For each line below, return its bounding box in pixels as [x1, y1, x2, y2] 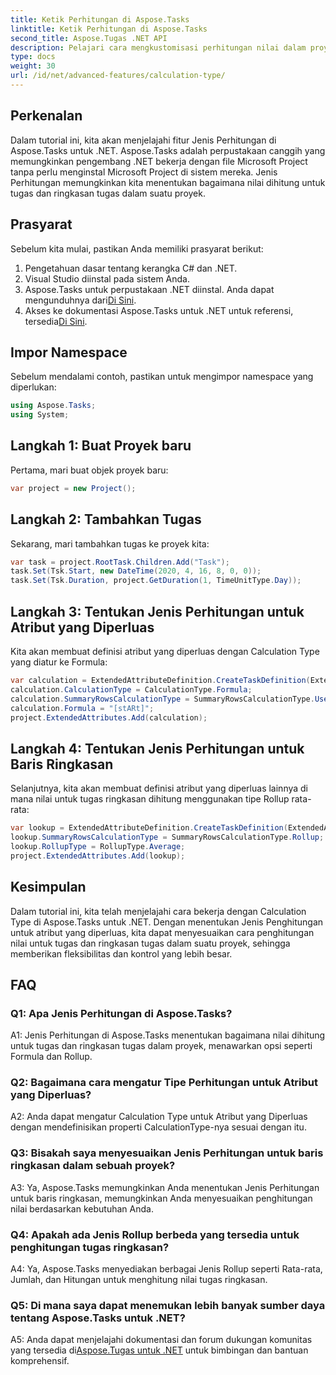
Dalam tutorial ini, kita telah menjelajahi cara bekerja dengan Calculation [10, 905, 307, 917]
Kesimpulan [10, 879, 87, 896]
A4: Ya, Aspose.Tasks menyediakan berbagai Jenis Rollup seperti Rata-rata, [10, 1263, 323, 1275]
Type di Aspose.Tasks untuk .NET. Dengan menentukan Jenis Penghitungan [10, 916, 324, 928]
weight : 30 [10, 61, 56, 71]
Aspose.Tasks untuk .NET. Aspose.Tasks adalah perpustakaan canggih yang [10, 144, 326, 156]
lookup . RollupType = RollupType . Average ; [10, 841, 186, 851]
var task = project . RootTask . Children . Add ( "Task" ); [10, 557, 230, 567]
